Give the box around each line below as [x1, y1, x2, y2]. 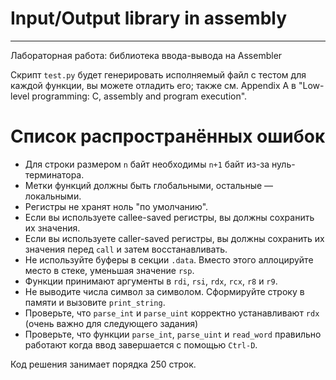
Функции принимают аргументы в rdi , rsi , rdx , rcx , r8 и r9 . [24, 275, 278, 287]
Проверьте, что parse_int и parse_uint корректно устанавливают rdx [24, 307, 320, 319]
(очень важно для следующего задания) [24, 317, 199, 329]
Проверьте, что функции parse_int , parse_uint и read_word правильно [24, 328, 322, 340]
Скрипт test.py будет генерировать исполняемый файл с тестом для [10, 68, 307, 81]
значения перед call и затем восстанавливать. [24, 243, 228, 255]
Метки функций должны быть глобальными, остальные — [24, 179, 274, 191]
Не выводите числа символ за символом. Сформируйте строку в [24, 285, 305, 297]
